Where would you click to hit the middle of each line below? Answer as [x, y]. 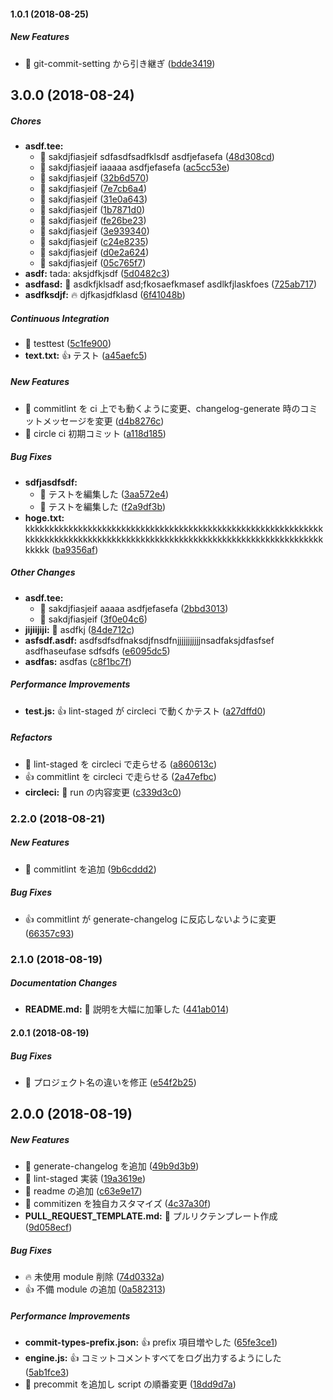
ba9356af [75, 549]
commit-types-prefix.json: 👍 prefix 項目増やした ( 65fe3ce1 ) [151, 1342]
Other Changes [43, 572]
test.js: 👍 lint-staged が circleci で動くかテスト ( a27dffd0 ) [145, 711]
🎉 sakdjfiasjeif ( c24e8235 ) [94, 241]
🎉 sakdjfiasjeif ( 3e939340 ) [94, 231]
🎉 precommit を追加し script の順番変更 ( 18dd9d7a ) [130, 1384]
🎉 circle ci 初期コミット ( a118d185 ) [95, 433]
